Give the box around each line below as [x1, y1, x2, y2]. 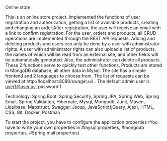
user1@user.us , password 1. [5, 84, 63, 90]
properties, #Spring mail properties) [5, 130, 79, 135]
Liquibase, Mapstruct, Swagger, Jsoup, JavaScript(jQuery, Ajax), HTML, [5, 104, 155, 110]
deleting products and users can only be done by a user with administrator [5, 41, 160, 47]
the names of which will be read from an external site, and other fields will [5, 51, 158, 57]
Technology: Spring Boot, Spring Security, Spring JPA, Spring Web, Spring [5, 93, 159, 99]
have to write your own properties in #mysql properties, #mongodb [5, 124, 144, 130]
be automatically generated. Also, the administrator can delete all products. [5, 57, 161, 62]
